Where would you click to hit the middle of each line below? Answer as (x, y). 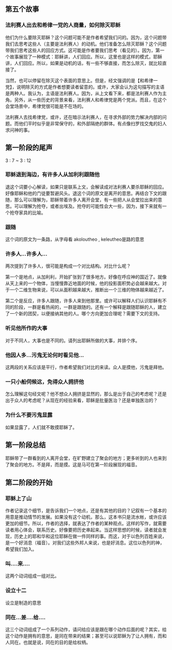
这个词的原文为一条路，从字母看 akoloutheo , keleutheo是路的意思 (75, 239)
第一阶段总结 (26, 445)
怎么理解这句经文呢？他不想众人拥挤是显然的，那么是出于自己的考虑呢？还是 (86, 394)
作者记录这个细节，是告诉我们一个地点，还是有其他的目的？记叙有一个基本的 (86, 511)
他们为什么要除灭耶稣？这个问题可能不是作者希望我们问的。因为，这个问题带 (86, 37)
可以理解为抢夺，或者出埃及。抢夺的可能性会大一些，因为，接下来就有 (88, 206)
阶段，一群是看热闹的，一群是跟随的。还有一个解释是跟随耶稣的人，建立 (90, 307)
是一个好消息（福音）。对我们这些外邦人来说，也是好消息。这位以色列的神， (85, 543)
